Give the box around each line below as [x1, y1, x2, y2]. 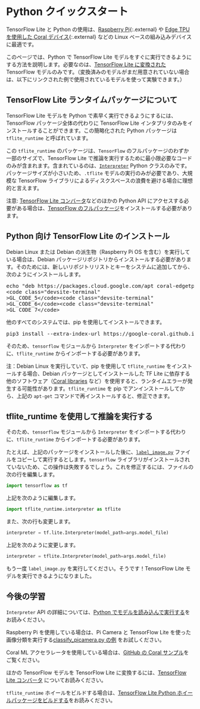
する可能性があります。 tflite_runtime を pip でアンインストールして [11, 385, 180, 392]
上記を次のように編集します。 [6, 495, 79, 502]
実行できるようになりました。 [21, 572, 95, 579]
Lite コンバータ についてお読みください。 [6, 676, 107, 683]
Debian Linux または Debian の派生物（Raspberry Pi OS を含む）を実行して [6, 248, 190, 255]
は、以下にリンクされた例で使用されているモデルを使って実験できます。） [6, 75, 186, 83]
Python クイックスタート [6, 5, 129, 19]
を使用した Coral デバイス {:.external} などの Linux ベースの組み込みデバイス [6, 33, 192, 40]
